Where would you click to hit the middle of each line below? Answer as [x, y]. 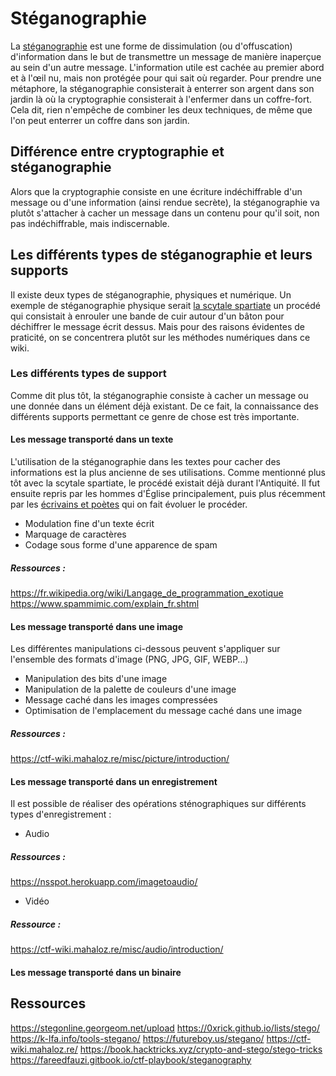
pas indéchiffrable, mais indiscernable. [90, 223]
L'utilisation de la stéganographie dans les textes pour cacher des [145, 462]
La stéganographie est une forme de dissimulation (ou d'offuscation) [151, 46]
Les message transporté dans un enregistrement [114, 781]
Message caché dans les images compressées [121, 700]
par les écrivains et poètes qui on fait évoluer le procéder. [129, 504]
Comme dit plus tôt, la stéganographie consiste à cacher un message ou [159, 395]
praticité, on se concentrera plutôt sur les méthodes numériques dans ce [160, 337]
